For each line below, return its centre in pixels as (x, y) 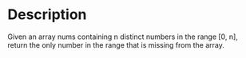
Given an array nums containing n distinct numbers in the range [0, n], (123, 37)
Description (47, 15)
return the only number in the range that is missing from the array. (116, 44)
